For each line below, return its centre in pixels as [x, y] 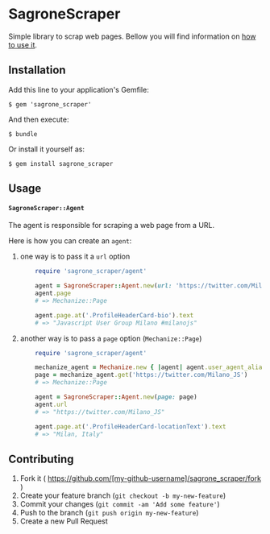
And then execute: [39, 119]
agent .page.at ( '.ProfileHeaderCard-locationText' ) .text [131, 426]
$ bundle [23, 134]
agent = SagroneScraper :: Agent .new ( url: [104, 286]
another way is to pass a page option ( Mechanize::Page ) [111, 338]
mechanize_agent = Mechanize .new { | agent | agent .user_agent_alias [150, 367]
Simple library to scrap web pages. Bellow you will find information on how [132, 36]
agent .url [51, 404]
